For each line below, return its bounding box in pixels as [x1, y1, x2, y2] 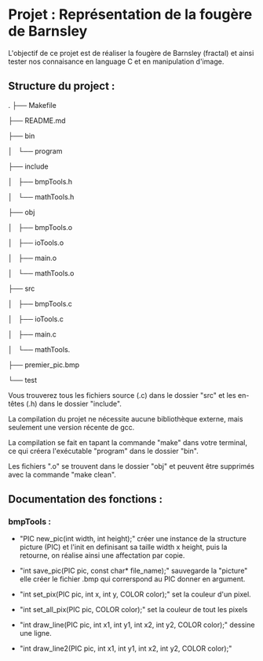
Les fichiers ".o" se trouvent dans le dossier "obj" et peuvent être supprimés [8, 461, 255, 470]
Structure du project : [8, 80, 115, 93]
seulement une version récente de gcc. [8, 422, 135, 432]
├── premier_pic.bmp [8, 360, 80, 369]
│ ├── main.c [8, 329, 57, 339]
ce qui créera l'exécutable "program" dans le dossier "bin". [8, 446, 199, 455]
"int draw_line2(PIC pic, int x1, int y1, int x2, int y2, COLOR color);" [19, 644, 232, 653]
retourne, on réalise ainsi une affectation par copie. [19, 551, 185, 560]
